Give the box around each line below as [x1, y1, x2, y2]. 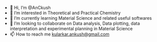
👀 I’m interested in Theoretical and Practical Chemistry [9, 10, 121, 16]
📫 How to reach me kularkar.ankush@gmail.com [9, 31, 110, 37]
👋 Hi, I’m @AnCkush [9, 5, 51, 10]
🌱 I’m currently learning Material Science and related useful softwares [9, 15, 152, 21]
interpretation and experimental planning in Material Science [9, 26, 133, 32]
